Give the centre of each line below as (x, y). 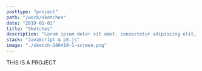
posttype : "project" (32, 12)
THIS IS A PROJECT (31, 62)
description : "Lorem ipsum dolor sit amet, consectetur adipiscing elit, (102, 34)
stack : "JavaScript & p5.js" (43, 40)
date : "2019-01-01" (31, 23)
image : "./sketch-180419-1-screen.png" (57, 46)
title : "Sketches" (29, 29)
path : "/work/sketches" (36, 17)
